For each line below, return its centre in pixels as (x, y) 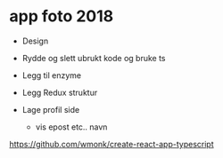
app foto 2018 (62, 16)
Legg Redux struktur (60, 92)
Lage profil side (51, 109)
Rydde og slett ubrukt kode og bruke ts (94, 58)
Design (35, 41)
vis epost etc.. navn (71, 127)
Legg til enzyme (52, 75)
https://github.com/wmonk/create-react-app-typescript (111, 144)
